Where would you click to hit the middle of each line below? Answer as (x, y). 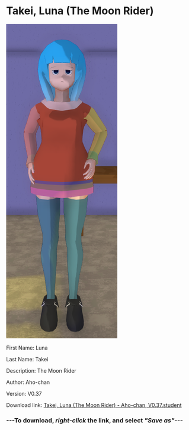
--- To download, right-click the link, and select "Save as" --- (95, 420)
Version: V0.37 (24, 393)
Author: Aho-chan (28, 382)
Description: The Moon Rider (41, 370)
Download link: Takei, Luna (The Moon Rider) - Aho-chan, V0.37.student (94, 405)
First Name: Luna (27, 348)
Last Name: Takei (27, 359)
